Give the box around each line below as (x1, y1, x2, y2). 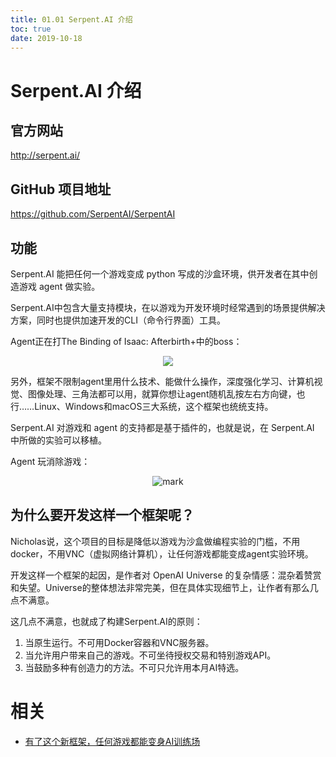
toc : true (10, 24, 52, 34)
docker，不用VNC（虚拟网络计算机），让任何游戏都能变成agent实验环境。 (10, 547, 314, 560)
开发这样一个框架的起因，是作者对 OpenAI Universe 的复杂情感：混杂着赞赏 (10, 569, 322, 581)
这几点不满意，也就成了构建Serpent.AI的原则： (10, 615, 203, 627)
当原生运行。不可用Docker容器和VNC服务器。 (24, 636, 215, 648)
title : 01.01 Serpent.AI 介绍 (10, 14, 133, 25)
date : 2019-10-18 (10, 33, 83, 43)
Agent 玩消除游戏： (10, 456, 91, 467)
